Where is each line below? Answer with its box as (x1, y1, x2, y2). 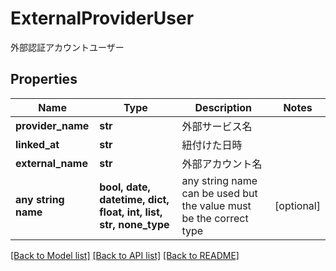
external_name (15, 156, 88, 170)
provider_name (15, 118, 90, 132)
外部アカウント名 (181, 157, 263, 171)
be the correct (181, 211, 249, 225)
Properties (10, 71, 78, 88)
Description (194, 100, 252, 114)
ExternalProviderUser (10, 7, 195, 30)
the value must (181, 198, 252, 212)
